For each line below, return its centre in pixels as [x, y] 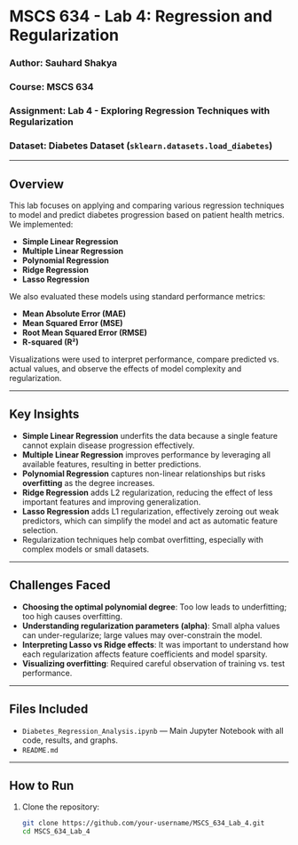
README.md [40, 750]
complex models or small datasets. [86, 549]
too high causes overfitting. [72, 616]
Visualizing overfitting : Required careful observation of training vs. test [153, 663]
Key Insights [44, 415]
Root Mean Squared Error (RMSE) [85, 333]
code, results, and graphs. [70, 740]
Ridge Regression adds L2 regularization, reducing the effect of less [147, 492]
